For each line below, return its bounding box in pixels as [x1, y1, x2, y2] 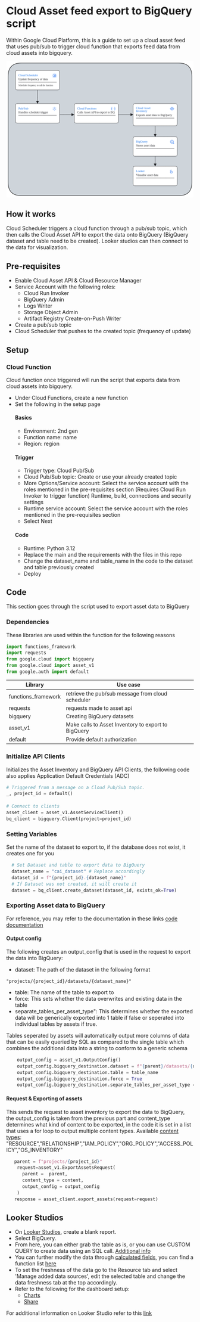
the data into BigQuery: [6, 954, 63, 961]
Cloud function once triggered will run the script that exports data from [6, 376, 180, 383]
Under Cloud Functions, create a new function [14, 394, 129, 401]
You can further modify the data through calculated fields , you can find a [14, 1253, 193, 1261]
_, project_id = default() [6, 791, 73, 797]
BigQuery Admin [23, 296, 64, 303]
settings [23, 499, 43, 506]
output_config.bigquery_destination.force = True [17, 1076, 143, 1082]
